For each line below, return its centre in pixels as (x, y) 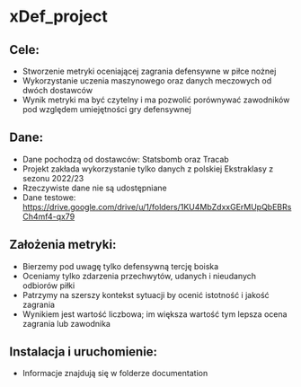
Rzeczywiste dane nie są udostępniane (95, 188)
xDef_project (58, 17)
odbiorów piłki (49, 286)
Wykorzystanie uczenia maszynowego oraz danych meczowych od (147, 81)
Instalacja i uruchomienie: (84, 352)
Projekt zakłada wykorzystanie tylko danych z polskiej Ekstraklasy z (148, 169)
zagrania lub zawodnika (66, 323)
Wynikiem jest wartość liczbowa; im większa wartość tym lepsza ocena (155, 314)
